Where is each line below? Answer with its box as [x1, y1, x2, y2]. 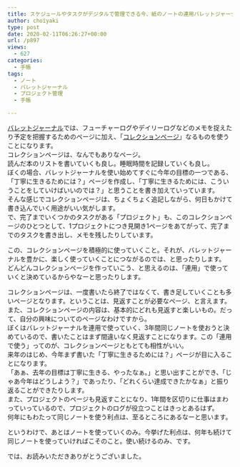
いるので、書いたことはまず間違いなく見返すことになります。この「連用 [19, 333, 232, 341]
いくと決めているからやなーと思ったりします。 [7, 273, 145, 281]
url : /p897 [7, 37, 40, 44]
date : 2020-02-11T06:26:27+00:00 [7, 30, 107, 38]
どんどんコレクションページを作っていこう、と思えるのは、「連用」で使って [7, 263, 229, 272]
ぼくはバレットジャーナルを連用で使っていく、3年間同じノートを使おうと [7, 323, 224, 332]
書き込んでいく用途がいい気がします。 [7, 204, 119, 212]
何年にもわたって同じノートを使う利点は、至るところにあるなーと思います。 [7, 413, 232, 421]
